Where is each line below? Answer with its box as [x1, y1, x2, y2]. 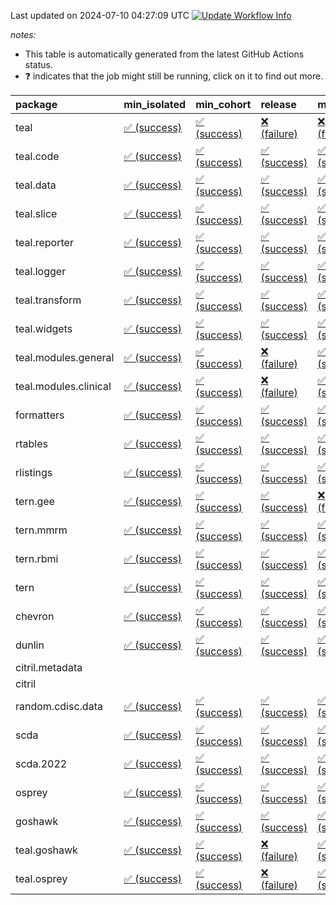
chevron [15, 610, 55, 623]
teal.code [15, 150, 60, 163]
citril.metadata [15, 661, 83, 674]
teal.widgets [15, 322, 73, 335]
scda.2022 [15, 757, 68, 770]
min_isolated [123, 98, 187, 111]
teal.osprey [15, 872, 68, 885]
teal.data [15, 178, 57, 192]
